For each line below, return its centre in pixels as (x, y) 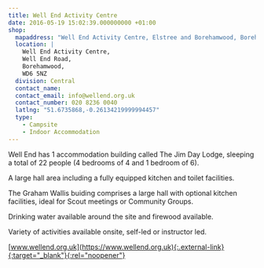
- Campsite (40, 125)
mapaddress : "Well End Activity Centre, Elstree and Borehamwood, (126, 37)
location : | (35, 45)
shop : (17, 30)
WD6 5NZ (35, 74)
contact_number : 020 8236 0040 (66, 103)
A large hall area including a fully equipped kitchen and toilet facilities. (121, 178)
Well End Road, (47, 60)
